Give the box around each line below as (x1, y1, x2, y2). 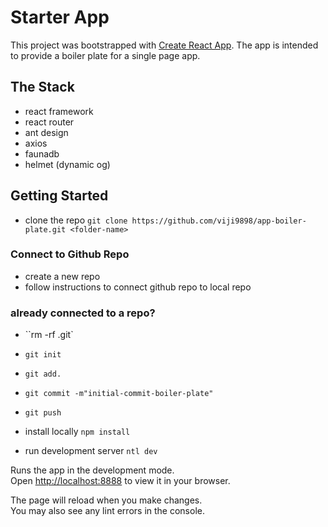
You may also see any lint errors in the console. (10, 505, 205, 517)
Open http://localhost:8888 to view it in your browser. (10, 475, 231, 487)
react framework (24, 105, 94, 117)
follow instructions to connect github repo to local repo (24, 281, 252, 293)
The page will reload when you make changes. (10, 494, 203, 506)
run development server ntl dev (24, 445, 158, 457)
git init (24, 350, 62, 360)
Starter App (10, 6, 110, 29)
